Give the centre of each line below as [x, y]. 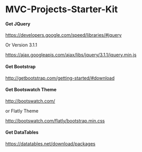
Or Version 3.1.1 [21, 45]
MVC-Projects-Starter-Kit [62, 9]
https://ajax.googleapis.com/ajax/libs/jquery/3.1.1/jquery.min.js [71, 55]
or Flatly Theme [22, 111]
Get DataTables [22, 132]
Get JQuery [18, 23]
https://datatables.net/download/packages [50, 144]
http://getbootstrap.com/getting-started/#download [60, 78]
